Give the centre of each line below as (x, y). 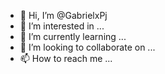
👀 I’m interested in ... (62, 26)
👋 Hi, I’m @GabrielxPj (63, 15)
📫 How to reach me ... (66, 58)
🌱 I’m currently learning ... (73, 36)
